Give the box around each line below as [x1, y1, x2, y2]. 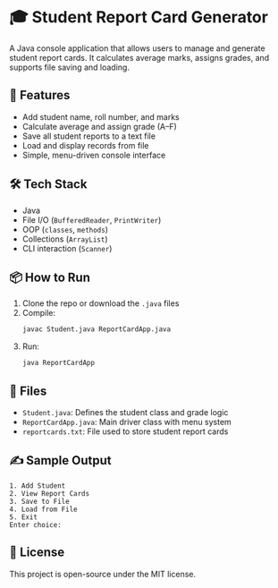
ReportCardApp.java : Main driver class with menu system [21, 416, 232, 427]
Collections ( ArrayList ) [21, 234, 108, 244]
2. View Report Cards [9, 489, 90, 498]
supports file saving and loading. [9, 62, 130, 72]
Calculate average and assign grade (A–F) [21, 121, 177, 132]
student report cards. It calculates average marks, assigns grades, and [9, 52, 270, 63]
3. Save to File [9, 497, 70, 506]
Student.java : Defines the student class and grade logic [21, 406, 229, 417]
